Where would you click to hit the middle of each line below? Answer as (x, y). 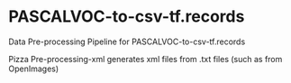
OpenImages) (34, 69)
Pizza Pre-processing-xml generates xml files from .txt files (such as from (145, 59)
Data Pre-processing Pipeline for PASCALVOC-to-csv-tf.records (127, 41)
